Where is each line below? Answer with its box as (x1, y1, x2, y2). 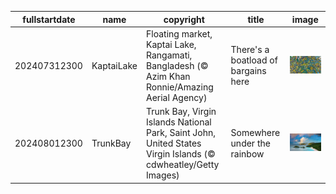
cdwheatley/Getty (146, 159, 220, 170)
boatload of (230, 54, 278, 66)
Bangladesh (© (146, 59, 209, 71)
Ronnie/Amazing (146, 81, 214, 93)
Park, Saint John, (146, 127, 217, 138)
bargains (230, 65, 267, 77)
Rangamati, (146, 49, 193, 61)
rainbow (230, 148, 265, 160)
